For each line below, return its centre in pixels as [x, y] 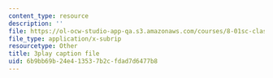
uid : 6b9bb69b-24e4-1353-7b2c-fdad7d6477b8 [83, 62]
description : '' [36, 24]
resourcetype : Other [43, 46]
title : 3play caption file [54, 54]
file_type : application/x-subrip [65, 39]
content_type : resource [49, 16]
